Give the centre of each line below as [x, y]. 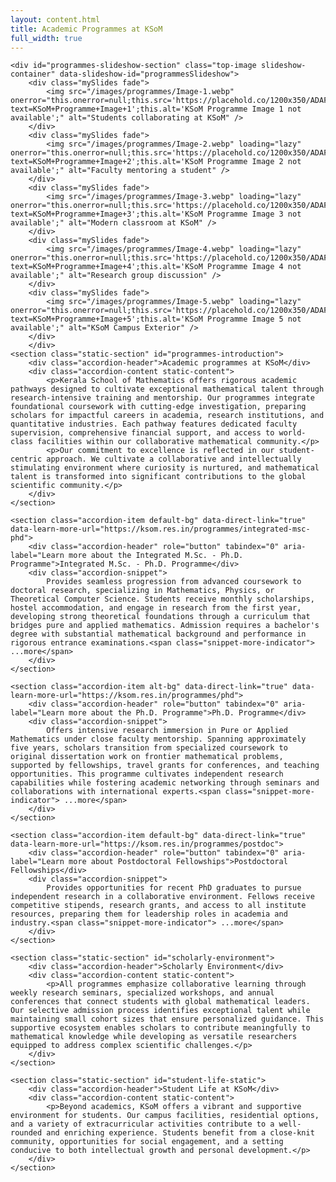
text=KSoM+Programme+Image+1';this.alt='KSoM [106, 109]
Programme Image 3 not [254, 214]
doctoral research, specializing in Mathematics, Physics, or [142, 591]
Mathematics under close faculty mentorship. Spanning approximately [158, 739]
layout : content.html [55, 19]
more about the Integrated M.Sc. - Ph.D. [156, 556]
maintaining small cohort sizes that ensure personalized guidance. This [167, 1019]
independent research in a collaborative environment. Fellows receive [162, 897]
